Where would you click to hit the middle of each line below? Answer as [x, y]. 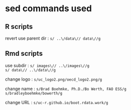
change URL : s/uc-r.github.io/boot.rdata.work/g [57, 102]
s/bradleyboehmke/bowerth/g [34, 93]
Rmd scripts [24, 54]
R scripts [19, 27]
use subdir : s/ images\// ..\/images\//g [47, 65]
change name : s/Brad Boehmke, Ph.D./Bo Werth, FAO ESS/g [66, 88]
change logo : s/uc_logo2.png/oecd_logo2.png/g [53, 79]
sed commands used [49, 9]
